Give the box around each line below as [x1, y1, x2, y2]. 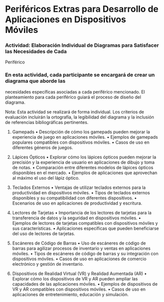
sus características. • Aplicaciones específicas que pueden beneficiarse [12, 225, 159, 231]
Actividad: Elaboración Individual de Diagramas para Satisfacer [5, 42, 159, 49]
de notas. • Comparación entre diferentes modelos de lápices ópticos [12, 164, 154, 170]
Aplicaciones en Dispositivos [5, 14, 126, 25]
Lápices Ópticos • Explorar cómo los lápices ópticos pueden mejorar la [12, 154, 156, 160]
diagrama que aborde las [5, 78, 66, 85]
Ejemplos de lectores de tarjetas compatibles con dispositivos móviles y [12, 220, 158, 226]
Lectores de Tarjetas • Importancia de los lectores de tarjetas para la [12, 210, 152, 215]
